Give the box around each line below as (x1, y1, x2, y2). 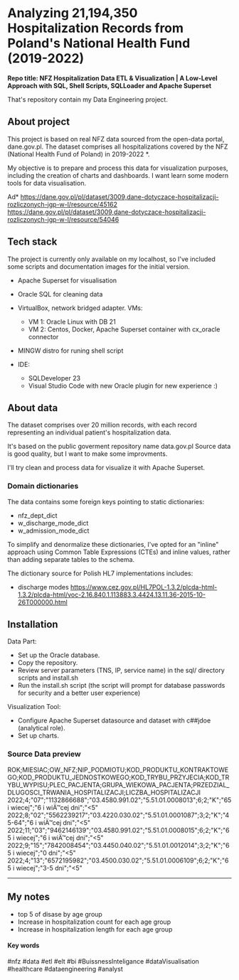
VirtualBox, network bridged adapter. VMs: (17, 304, 143, 312)
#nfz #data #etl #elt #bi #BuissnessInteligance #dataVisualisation (7, 957, 199, 965)
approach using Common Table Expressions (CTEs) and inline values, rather (7, 548, 231, 556)
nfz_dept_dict (17, 511, 58, 520)
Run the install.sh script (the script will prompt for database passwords (17, 681, 225, 690)
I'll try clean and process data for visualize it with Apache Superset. (7, 464, 205, 472)
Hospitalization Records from (7, 20, 184, 36)
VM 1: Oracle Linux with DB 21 (28, 317, 116, 326)
